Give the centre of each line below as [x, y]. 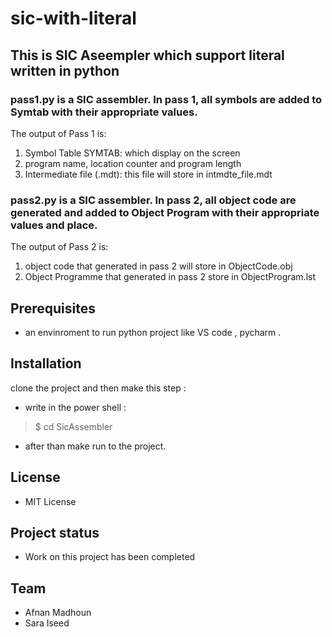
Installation [46, 363]
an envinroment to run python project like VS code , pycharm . [153, 332]
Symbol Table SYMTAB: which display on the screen [132, 153]
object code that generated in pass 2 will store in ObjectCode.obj [158, 266]
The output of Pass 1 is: [58, 133]
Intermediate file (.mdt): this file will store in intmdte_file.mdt [148, 174]
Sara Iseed [47, 623]
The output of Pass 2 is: [59, 247]
